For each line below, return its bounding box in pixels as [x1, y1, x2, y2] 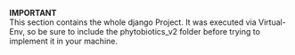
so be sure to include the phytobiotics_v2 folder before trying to [26, 27, 261, 36]
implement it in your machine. [9, 35, 119, 46]
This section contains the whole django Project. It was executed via [9, 17, 257, 27]
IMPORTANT [9, 8, 57, 18]
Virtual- [258, 17, 287, 27]
